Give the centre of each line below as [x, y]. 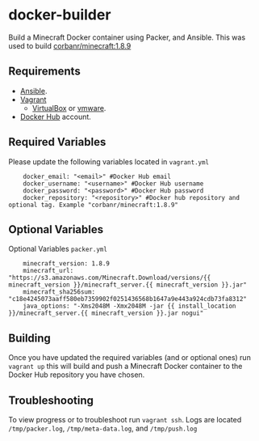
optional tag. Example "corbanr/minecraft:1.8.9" [94, 205]
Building [29, 338]
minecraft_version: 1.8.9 [67, 264]
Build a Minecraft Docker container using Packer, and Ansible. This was [127, 37]
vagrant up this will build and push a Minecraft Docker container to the [125, 367]
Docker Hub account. [55, 117]
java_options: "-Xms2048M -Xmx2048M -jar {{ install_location [129, 306]
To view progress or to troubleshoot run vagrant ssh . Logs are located [125, 420]
